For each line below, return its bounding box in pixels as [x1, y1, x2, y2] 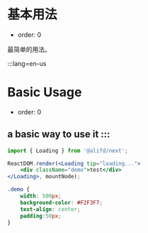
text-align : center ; [20, 205, 81, 213]
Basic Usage [7, 85, 82, 100]
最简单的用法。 [7, 45, 51, 53]
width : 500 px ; [20, 193, 62, 200]
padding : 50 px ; [20, 212, 62, 220]
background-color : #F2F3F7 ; [20, 199, 103, 206]
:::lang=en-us [7, 59, 47, 67]
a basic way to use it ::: [7, 129, 110, 141]
